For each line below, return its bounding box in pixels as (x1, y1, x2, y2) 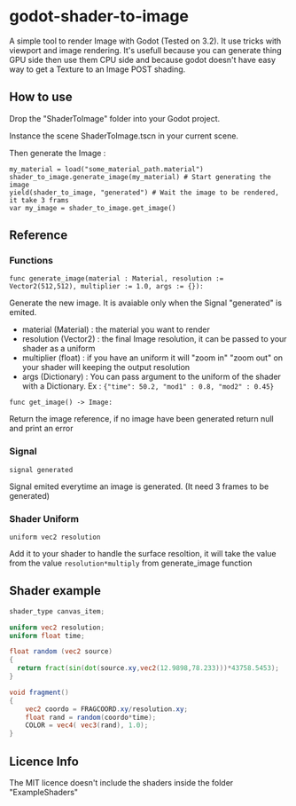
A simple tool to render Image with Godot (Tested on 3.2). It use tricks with (9, 36, 282, 46)
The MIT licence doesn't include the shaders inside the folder (9, 778, 234, 788)
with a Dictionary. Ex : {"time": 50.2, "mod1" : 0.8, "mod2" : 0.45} (21, 381, 275, 391)
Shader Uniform (9, 512, 80, 525)
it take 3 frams (9, 195, 69, 205)
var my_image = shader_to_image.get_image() (9, 203, 176, 212)
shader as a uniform (21, 344, 96, 354)
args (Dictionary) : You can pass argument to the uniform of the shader (21, 371, 282, 383)
